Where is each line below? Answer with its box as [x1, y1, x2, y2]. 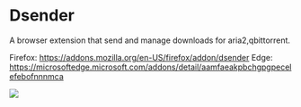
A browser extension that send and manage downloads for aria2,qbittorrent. [9, 35, 290, 45]
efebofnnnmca [9, 70, 65, 81]
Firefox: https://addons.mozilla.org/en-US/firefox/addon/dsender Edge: [9, 52, 273, 62]
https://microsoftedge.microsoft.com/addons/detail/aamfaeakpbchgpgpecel [9, 62, 292, 72]
